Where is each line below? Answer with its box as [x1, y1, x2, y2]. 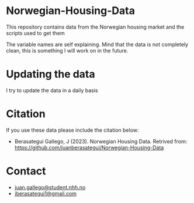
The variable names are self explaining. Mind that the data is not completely [6, 41, 189, 48]
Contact [6, 164, 46, 177]
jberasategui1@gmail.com [14, 190, 77, 197]
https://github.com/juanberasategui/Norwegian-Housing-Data [14, 144, 164, 151]
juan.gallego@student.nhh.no [14, 184, 86, 191]
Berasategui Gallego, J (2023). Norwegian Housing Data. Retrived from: [14, 138, 188, 145]
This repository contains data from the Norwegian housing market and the [6, 23, 185, 30]
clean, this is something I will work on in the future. [6, 47, 129, 54]
